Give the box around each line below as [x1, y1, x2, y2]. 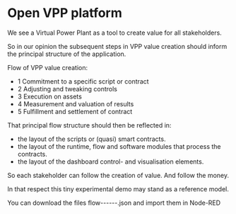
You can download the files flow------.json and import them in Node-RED [7, 198, 221, 207]
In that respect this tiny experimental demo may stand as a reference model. [7, 184, 230, 193]
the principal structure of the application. [7, 50, 126, 58]
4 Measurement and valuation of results [17, 99, 134, 108]
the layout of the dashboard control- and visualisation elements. [17, 157, 204, 166]
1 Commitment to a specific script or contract [17, 77, 150, 86]
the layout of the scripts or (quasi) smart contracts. [17, 135, 166, 143]
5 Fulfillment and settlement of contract [17, 107, 133, 116]
